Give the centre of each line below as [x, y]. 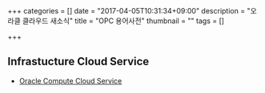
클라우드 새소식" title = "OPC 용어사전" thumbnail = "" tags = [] [123, 21]
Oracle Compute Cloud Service [70, 80]
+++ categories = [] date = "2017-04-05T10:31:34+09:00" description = [126, 11]
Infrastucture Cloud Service [78, 62]
